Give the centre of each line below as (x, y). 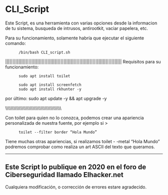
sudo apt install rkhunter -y (50, 89)
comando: (15, 43)
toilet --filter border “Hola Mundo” (58, 132)
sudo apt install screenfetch (50, 85)
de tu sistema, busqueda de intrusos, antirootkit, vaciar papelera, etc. (77, 28)
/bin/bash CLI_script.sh (44, 52)
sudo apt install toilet (44, 76)
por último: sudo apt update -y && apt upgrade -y (56, 98)
